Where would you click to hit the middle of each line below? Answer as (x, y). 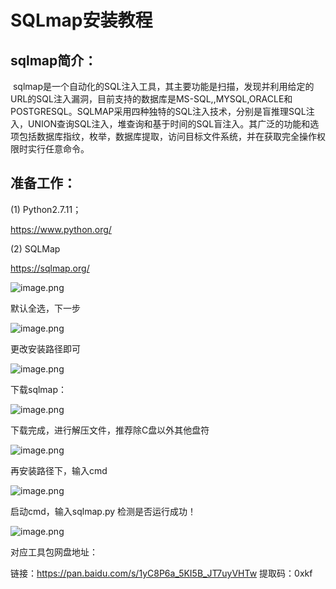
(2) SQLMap (35, 248)
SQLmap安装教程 (81, 20)
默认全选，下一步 (45, 308)
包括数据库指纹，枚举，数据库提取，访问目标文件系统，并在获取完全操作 (167, 136)
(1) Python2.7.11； (46, 209)
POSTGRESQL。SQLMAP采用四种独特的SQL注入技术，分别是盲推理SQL (158, 111)
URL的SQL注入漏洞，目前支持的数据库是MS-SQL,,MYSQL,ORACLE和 (151, 99)
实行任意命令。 (58, 149)
